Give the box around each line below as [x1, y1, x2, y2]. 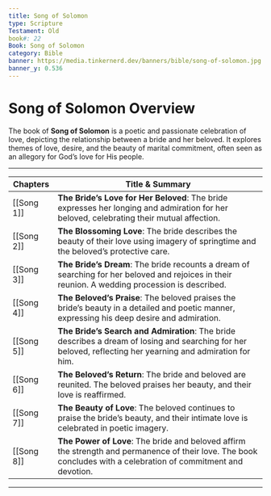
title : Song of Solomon [8, 11, 89, 20]
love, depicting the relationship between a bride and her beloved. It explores [8, 134, 262, 144]
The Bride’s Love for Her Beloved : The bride [57, 191, 228, 203]
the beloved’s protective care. [57, 246, 170, 257]
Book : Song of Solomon [8, 42, 85, 50]
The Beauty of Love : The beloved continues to [57, 401, 236, 413]
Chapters [12, 179, 50, 190]
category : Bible [8, 49, 63, 57]
